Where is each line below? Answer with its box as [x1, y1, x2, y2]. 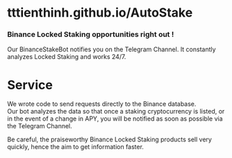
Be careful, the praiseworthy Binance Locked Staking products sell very [7, 135, 212, 143]
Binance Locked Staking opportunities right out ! [7, 30, 174, 39]
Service [7, 77, 53, 93]
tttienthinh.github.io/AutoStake [7, 5, 193, 21]
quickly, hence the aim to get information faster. [7, 143, 144, 151]
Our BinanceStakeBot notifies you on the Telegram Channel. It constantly [7, 45, 217, 53]
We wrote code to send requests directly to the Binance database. [7, 100, 197, 108]
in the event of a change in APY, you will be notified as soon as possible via [7, 114, 224, 123]
